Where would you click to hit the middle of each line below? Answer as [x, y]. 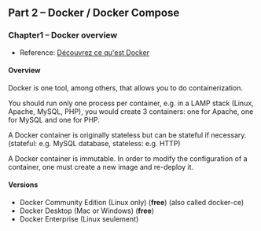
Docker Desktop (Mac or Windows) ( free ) [87, 211]
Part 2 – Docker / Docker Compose [94, 13]
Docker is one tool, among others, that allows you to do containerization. [126, 88]
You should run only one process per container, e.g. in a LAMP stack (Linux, [131, 103]
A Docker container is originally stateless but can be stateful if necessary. [127, 135]
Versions [23, 185]
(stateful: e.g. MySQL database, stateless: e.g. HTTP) [94, 143]
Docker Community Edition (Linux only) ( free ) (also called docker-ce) [132, 203]
